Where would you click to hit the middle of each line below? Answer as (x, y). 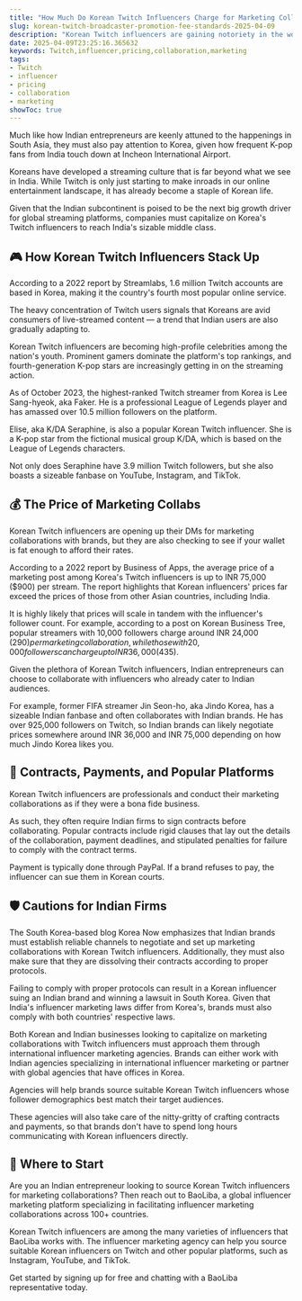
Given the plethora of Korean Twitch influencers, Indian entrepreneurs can (147, 669)
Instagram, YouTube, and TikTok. (70, 1261)
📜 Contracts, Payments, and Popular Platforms (142, 772)
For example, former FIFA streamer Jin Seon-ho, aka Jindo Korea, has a (142, 705)
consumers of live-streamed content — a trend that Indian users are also (144, 319)
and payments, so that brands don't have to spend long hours (124, 1126)
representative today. (49, 1288)
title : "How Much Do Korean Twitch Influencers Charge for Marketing (142, 18)
